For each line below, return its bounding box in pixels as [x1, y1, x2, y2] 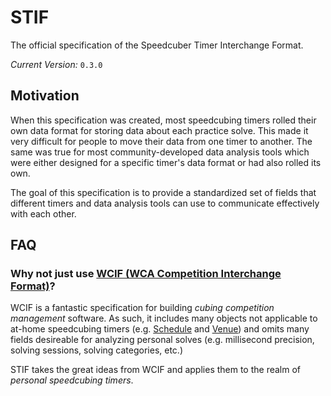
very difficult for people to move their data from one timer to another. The [10, 135, 313, 147]
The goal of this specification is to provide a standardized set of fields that [10, 186, 317, 198]
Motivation [10, 87, 80, 105]
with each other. [10, 207, 77, 220]
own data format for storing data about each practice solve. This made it [10, 124, 309, 136]
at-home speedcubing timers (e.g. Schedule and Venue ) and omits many [10, 323, 310, 335]
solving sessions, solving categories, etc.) [10, 344, 183, 356]
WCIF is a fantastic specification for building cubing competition [10, 302, 275, 314]
